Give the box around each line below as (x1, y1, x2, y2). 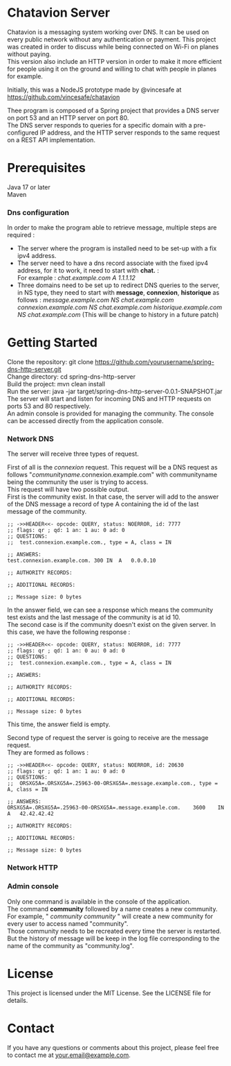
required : (7, 231, 35, 239)
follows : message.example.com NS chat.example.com (17, 296, 174, 304)
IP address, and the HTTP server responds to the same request (39, 128, 220, 137)
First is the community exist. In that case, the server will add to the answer (7, 492, 219, 501)
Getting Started (7, 335, 98, 351)
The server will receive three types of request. (7, 449, 140, 458)
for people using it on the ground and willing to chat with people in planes (7, 65, 216, 73)
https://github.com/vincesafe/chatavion (7, 92, 120, 101)
